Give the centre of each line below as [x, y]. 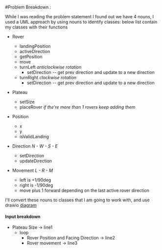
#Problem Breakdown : [28, 7]
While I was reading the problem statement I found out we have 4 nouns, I [80, 16]
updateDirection [36, 161]
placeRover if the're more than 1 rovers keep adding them [77, 107]
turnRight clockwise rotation [48, 78]
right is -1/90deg [36, 185]
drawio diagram [21, 205]
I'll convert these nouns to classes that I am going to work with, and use [78, 200]
